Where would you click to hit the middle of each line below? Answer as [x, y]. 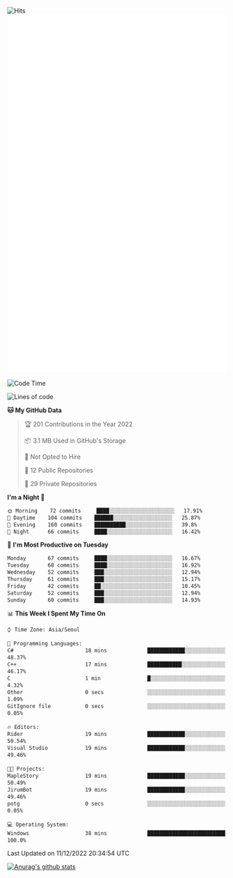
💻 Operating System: [38, 824]
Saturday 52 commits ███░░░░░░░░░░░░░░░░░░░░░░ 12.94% [104, 593]
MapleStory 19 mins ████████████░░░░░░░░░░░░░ [116, 776]
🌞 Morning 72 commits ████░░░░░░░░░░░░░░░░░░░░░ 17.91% [105, 511]
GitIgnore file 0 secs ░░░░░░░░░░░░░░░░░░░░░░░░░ [116, 706]
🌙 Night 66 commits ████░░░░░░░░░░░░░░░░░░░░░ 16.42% [104, 532]
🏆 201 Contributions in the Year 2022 [79, 424]
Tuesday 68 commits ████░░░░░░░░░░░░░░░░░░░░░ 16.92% [104, 565]
